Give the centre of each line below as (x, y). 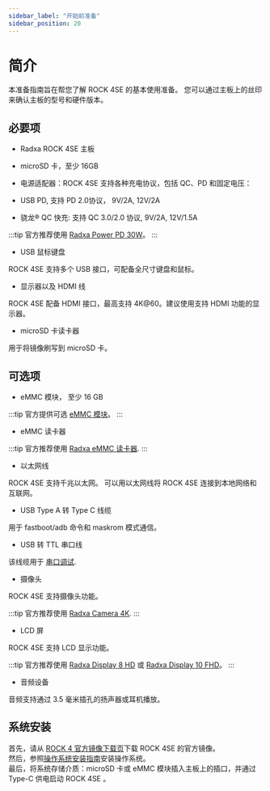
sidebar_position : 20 (45, 23)
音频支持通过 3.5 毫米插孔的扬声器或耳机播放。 (86, 700)
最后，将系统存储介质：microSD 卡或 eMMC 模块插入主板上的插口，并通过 (132, 768)
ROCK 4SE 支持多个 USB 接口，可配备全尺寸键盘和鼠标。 (104, 269)
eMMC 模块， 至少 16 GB (61, 397)
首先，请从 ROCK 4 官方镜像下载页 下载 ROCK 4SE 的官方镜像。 (114, 748)
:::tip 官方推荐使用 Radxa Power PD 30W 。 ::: (83, 235)
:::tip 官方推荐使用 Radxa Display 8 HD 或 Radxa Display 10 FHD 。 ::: (122, 665)
